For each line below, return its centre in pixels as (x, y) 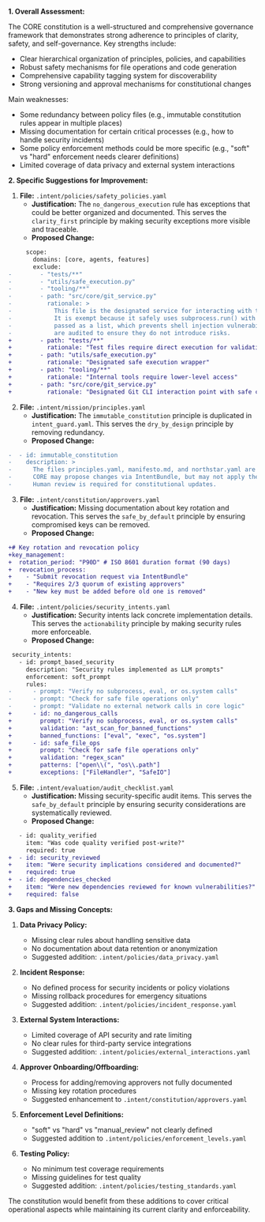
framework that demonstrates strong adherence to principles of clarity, (123, 35)
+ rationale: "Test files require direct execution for (118, 348)
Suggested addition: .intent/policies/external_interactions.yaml (141, 1051)
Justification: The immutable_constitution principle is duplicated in (142, 415)
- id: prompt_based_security (66, 662)
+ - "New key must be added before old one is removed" (107, 592)
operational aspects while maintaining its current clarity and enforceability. (129, 1209)
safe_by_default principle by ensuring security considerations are (138, 804)
